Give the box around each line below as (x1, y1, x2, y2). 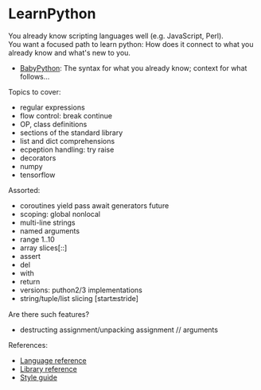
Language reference (19, 355, 88, 365)
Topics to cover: (8, 87, 61, 96)
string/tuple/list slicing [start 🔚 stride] (19, 293, 139, 303)
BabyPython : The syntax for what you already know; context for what (19, 63, 247, 72)
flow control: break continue (19, 110, 113, 120)
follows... (19, 71, 50, 81)
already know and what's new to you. (8, 48, 131, 57)
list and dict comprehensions (19, 136, 115, 145)
